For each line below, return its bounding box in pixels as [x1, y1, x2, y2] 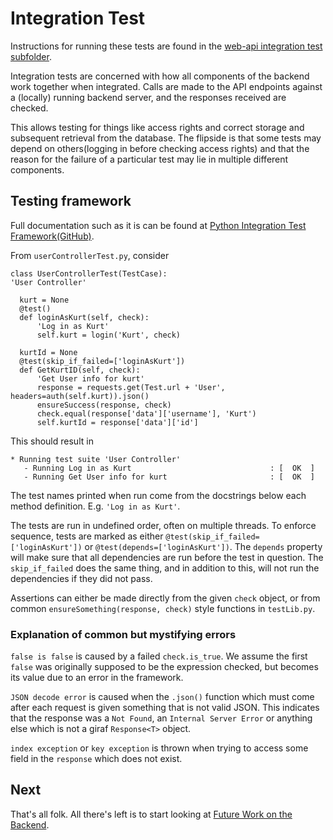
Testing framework [10, 193, 132, 210]
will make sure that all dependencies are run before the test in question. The [10, 551, 324, 563]
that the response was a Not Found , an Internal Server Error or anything [10, 712, 313, 724]
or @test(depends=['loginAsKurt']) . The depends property [84, 540, 323, 552]
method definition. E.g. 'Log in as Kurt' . [10, 500, 181, 512]
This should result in [10, 435, 94, 447]
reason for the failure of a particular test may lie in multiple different [10, 153, 289, 165]
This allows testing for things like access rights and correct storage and [10, 121, 305, 133]
